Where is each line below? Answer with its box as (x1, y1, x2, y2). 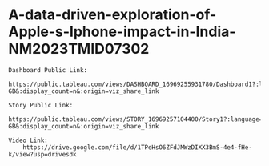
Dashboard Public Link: (8, 66, 88, 74)
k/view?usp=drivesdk (8, 150, 78, 158)
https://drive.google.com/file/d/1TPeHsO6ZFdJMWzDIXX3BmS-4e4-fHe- (22, 143, 252, 152)
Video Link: (8, 136, 48, 144)
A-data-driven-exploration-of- (8, 6, 217, 24)
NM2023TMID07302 (8, 40, 150, 58)
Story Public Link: (8, 101, 74, 109)
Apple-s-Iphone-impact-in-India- (8, 22, 236, 41)
